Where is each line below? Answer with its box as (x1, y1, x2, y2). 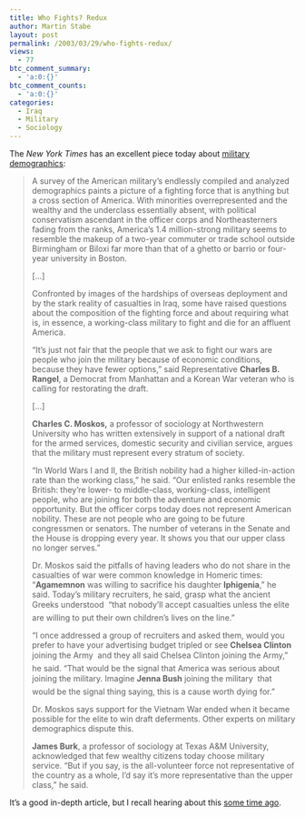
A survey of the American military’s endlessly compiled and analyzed (31, 176, 290, 187)
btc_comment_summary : (9, 65, 92, 74)
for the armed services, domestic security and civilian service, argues (31, 438, 293, 449)
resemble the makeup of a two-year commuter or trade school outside (31, 234, 295, 244)
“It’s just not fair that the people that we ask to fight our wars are (31, 345, 272, 355)
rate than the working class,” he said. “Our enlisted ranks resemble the (31, 475, 296, 485)
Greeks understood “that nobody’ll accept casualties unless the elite (31, 600, 290, 610)
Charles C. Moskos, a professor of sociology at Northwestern (31, 419, 264, 429)
